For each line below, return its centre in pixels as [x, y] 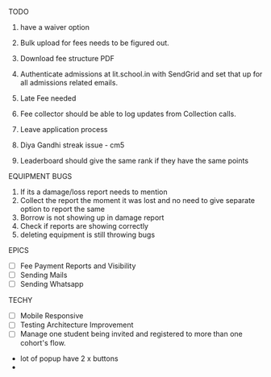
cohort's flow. [43, 343]
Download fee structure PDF [67, 58]
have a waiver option [55, 27]
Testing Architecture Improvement [77, 325]
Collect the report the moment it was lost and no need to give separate [138, 200]
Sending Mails [44, 275]
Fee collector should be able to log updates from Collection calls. [128, 114]
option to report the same [62, 209]
